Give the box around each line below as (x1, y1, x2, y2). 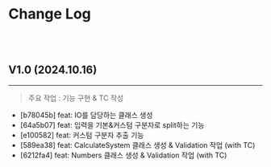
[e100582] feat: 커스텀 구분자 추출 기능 (19, 130, 144, 140)
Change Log (8, 5, 91, 23)
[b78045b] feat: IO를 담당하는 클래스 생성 (19, 110, 153, 120)
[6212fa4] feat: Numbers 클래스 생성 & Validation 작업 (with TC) (19, 150, 227, 160)
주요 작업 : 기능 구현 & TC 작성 (27, 93, 124, 103)
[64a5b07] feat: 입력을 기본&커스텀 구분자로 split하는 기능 (19, 120, 205, 129)
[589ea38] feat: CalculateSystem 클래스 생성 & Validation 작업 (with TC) (19, 140, 256, 149)
